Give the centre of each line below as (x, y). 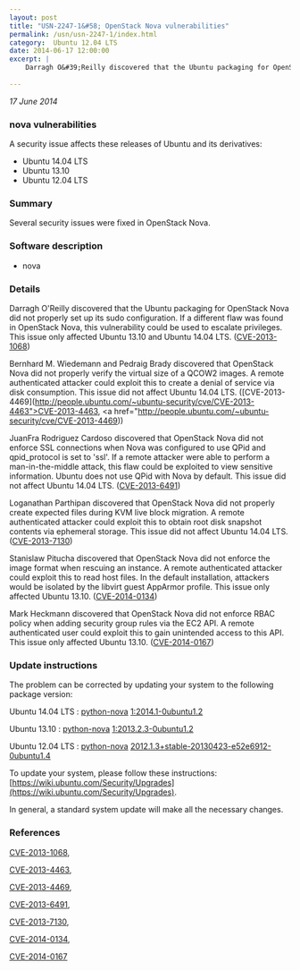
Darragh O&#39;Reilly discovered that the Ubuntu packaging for (147, 68)
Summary (31, 203)
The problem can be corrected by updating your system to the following (142, 685)
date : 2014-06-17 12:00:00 (59, 51)
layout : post (33, 17)
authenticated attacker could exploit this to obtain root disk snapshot (136, 522)
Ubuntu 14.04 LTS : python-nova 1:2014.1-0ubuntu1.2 (106, 711)
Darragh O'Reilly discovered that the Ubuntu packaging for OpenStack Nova (150, 308)
